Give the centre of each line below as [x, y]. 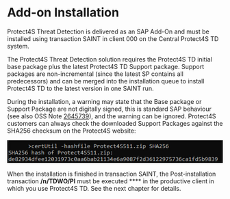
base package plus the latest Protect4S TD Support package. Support [106, 66]
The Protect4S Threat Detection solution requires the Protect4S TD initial [110, 59]
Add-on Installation [63, 13]
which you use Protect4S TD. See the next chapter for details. [94, 189]
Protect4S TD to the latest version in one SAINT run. [80, 88]
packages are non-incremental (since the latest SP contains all [95, 74]
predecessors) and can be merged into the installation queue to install [106, 81]
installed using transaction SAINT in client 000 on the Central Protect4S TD [113, 38]
